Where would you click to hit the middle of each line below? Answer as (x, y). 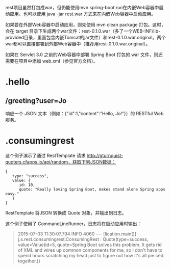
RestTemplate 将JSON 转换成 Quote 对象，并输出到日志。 (66, 212)
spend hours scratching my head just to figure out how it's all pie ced (91, 255)
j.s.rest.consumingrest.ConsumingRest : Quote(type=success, (83, 239)
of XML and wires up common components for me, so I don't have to (90, 250)
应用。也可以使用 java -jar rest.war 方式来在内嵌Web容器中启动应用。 (83, 14)
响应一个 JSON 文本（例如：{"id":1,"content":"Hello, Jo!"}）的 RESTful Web (84, 113)
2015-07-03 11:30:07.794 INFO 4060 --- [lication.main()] (77, 234)
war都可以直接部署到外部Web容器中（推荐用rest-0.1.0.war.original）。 (78, 44)
